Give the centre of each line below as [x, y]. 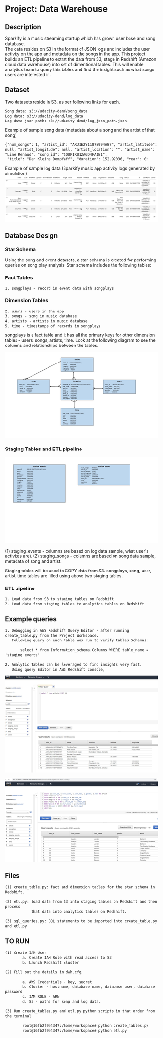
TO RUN [17, 941]
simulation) [16, 173]
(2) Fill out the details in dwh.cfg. [44, 972]
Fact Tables [19, 278]
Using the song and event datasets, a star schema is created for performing [81, 260]
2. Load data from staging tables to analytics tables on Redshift [75, 604]
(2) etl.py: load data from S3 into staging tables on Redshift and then [81, 902]
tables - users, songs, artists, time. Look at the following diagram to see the [81, 340]
